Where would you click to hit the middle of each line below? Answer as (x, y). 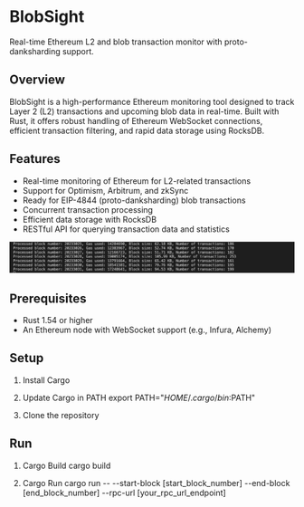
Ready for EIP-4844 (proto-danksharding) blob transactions (134, 200)
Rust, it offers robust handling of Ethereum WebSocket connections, (136, 120)
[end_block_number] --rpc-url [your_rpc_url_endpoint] (124, 493)
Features (35, 159)
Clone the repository (61, 415)
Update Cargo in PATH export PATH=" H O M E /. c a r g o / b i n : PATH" (139, 397)
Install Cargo (46, 380)
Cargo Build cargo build (66, 465)
